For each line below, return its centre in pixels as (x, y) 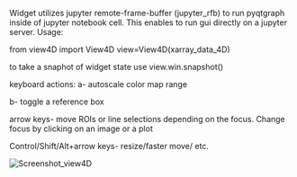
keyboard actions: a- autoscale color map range (98, 84)
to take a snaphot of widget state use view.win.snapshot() (116, 67)
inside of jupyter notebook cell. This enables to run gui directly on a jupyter (148, 22)
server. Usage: (36, 32)
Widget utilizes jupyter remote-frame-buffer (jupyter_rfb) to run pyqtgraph (147, 13)
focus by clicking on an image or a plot (81, 128)
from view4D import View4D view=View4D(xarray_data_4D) (120, 49)
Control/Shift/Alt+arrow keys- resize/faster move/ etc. (109, 146)
